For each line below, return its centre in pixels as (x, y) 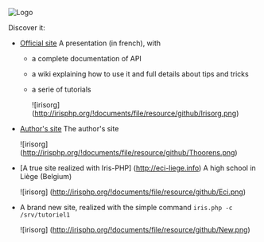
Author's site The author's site (69, 129)
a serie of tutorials (61, 89)
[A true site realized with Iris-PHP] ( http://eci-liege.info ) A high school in (138, 168)
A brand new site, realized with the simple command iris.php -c (126, 207)
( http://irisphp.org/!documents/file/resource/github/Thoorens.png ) (128, 152)
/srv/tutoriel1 (45, 215)
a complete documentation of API (86, 59)
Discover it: (27, 27)
